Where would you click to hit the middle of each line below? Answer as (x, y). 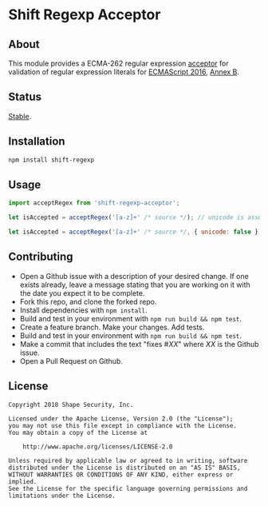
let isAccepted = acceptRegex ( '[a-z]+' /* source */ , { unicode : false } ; (135, 232)
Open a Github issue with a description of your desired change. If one (134, 276)
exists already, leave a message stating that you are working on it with (135, 285)
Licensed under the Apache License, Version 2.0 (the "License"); (121, 418)
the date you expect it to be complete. (82, 293)
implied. (23, 481)
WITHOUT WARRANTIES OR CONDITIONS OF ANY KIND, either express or (121, 474)
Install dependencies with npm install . (83, 310)
